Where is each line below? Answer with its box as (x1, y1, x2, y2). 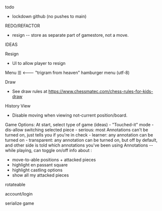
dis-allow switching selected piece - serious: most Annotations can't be (5, 127, 148, 133)
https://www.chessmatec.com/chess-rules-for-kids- (48, 89, 153, 94)
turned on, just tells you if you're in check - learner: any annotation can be (5, 132, 153, 137)
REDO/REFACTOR (5, 23, 40, 29)
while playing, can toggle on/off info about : (5, 148, 92, 153)
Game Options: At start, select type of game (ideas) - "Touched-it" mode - (5, 122, 154, 127)
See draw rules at (12, 89, 48, 94)
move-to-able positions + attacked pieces (12, 157, 96, 163)
